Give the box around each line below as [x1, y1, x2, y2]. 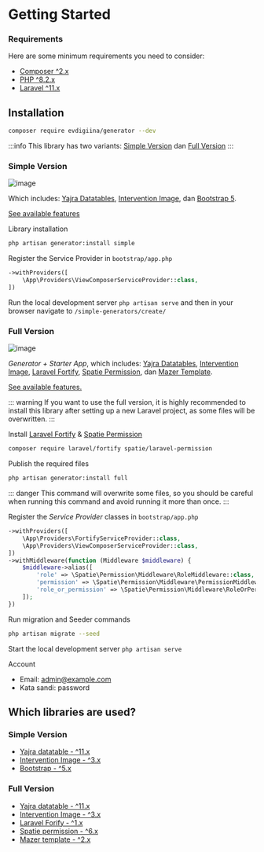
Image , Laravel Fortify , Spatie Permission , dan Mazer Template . [8, 367, 213, 376]
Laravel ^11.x [19, 83, 60, 93]
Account [8, 659, 36, 669]
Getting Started [8, 6, 112, 24]
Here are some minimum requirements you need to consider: [8, 51, 205, 61]
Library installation [8, 224, 68, 233]
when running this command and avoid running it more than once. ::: [8, 497, 229, 506]
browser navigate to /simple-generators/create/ [8, 306, 167, 315]
